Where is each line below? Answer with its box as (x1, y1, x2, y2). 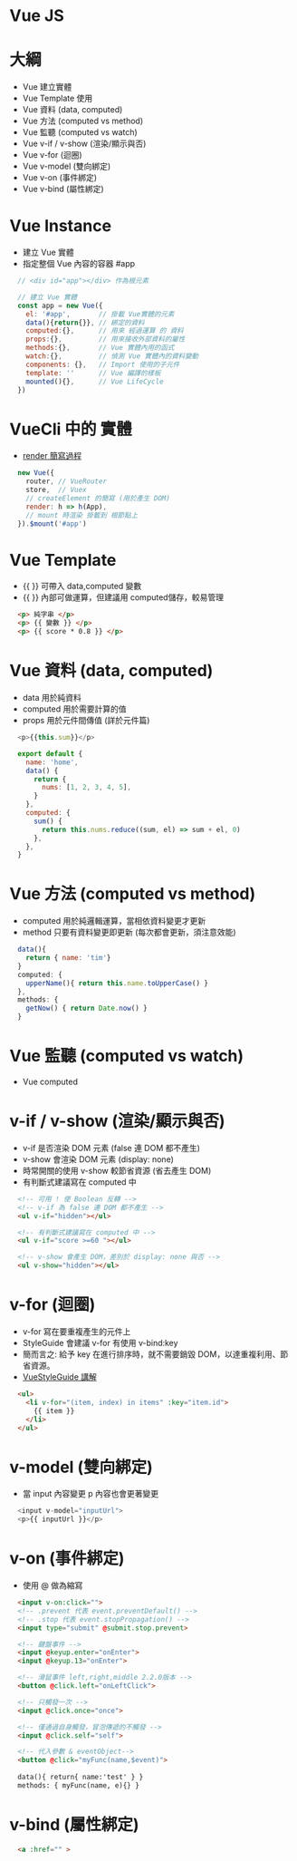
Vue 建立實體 (22, 82, 72, 92)
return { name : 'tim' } (25, 954, 111, 963)
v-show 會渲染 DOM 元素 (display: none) (22, 1153, 175, 1165)
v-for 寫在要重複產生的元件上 (22, 1326, 131, 1337)
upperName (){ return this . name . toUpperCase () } (25, 978, 208, 988)
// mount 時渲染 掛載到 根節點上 (25, 510, 139, 519)
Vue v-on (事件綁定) (22, 172, 98, 183)
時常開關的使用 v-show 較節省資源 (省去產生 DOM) (22, 1165, 212, 1176)
